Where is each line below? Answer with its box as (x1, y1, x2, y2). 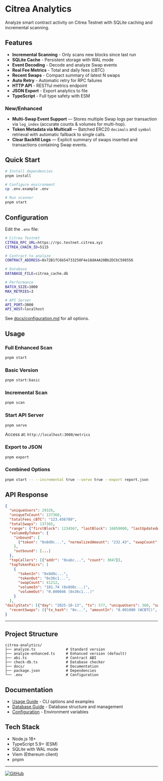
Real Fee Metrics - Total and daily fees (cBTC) (12, 67, 105, 73)
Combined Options (5, 466, 50, 473)
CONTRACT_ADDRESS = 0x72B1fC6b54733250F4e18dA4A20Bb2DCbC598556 (5, 258, 133, 263)
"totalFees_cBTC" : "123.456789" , (9, 517, 77, 522)
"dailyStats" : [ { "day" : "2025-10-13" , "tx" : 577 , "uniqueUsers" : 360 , (5, 603, 151, 608)
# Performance (5, 280, 34, 285)
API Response (5, 491, 49, 499)
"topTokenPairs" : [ (9, 562, 49, 567)
